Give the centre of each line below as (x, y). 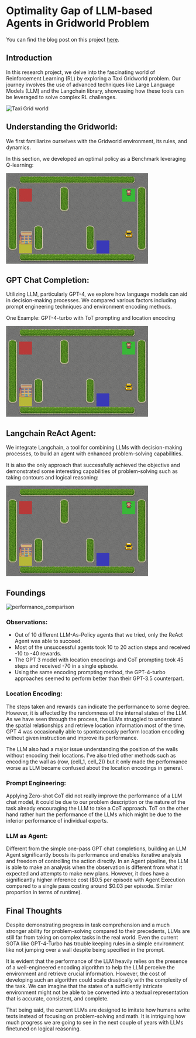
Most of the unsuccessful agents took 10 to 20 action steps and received (102, 647)
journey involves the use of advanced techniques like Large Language (91, 84)
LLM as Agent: (27, 836)
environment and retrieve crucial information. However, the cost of (86, 973)
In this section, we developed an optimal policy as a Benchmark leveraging (96, 158)
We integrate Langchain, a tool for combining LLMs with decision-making (94, 448)
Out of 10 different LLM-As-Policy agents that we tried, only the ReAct (99, 635)
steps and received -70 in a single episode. (66, 666)
